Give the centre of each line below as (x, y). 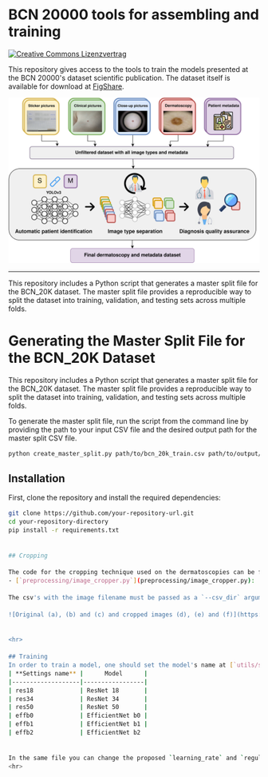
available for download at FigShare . (67, 86)
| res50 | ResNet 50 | (78, 707)
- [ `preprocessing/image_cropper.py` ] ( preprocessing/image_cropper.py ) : (132, 581)
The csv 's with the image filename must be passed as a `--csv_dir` (124, 598)
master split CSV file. (43, 438)
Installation (37, 478)
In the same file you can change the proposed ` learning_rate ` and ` (126, 758)
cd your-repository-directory (59, 522)
